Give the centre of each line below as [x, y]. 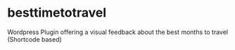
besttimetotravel [57, 13]
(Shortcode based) [34, 39]
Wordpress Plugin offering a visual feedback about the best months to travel [118, 32]
